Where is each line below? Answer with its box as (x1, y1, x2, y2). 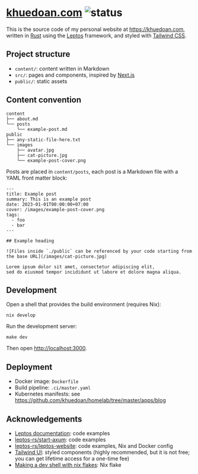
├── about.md (6, 116, 39, 122)
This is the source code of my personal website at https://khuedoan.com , (6, 26, 186, 33)
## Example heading (6, 238, 55, 244)
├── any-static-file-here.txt (6, 137, 81, 143)
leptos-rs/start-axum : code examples (14, 436, 106, 443)
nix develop (6, 312, 36, 318)
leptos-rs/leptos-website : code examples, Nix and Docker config (14, 442, 173, 449)
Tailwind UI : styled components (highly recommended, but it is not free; (14, 449, 190, 456)
